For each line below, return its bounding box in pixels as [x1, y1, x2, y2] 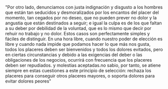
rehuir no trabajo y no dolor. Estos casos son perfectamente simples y [5, 31, 150, 36]
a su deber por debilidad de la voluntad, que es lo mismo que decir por [5, 25, 151, 31]
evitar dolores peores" [5, 78, 52, 84]
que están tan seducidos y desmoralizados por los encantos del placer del [5, 9, 159, 15]
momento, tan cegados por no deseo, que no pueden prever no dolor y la [5, 15, 157, 20]
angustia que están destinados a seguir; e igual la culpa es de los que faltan [5, 20, 162, 26]
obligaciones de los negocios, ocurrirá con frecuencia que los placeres [5, 57, 152, 63]
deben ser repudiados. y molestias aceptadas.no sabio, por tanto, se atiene [5, 62, 161, 68]
